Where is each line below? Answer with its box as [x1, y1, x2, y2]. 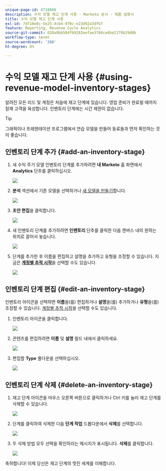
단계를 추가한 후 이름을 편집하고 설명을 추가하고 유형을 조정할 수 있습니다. [12, 253, 154, 259]
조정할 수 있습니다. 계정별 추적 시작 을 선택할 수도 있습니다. [5, 305, 117, 311]
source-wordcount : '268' [5, 40, 56, 45]
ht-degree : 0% [5, 44, 35, 49]
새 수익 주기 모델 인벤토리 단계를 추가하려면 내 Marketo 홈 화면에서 [12, 162, 142, 168]
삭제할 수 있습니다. [12, 401, 49, 407]
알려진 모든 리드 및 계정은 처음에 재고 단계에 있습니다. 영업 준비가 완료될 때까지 [5, 99, 157, 105]
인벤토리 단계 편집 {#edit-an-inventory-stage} [5, 285, 145, 293]
